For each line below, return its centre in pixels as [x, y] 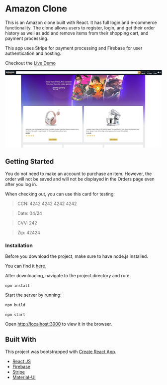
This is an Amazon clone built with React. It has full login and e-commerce [81, 22]
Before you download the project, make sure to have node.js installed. [77, 256]
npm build [15, 305]
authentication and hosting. [33, 53]
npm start [15, 315]
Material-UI [24, 377]
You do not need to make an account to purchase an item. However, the [79, 174]
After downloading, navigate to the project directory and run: [67, 276]
